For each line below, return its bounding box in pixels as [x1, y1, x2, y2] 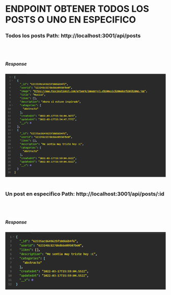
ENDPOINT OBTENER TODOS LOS [5, 3, 149, 15]
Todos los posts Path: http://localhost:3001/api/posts [5, 32, 141, 39]
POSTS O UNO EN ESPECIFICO [5, 14, 136, 26]
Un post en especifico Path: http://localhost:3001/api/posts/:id [5, 190, 164, 197]
